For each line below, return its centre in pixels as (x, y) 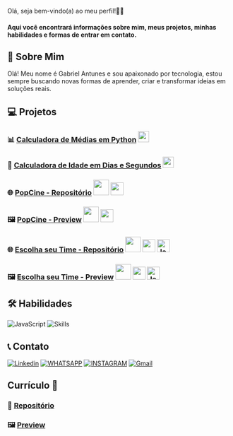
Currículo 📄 (33, 385)
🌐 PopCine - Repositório (49, 192)
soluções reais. (29, 89)
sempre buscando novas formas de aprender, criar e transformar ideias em (116, 81)
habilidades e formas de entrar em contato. (72, 35)
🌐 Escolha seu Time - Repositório (66, 249)
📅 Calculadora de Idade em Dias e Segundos (84, 165)
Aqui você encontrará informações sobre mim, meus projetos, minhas (112, 27)
